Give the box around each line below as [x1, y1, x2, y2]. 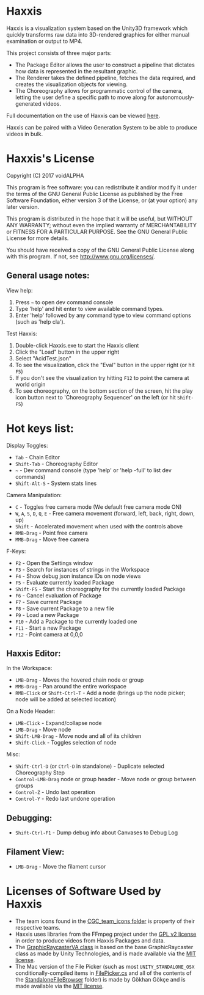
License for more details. [6, 234, 69, 242]
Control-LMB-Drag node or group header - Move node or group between [15, 776, 197, 783]
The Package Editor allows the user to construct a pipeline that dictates [15, 61, 195, 68]
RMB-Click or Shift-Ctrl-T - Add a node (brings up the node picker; [15, 689, 186, 697]
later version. [6, 203, 40, 210]
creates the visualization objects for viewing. [15, 81, 128, 88]
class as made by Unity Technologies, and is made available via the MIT [15, 950, 197, 957]
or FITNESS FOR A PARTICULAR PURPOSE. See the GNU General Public [6, 228, 188, 235]
